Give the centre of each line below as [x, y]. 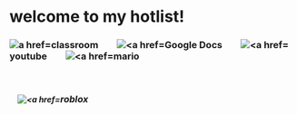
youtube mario [74, 56]
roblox [74, 100]
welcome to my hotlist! [97, 17]
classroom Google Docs [137, 45]
